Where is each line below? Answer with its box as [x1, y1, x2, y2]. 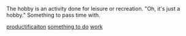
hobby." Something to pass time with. [6, 11, 101, 19]
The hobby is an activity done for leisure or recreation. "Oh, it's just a [6, 5, 180, 12]
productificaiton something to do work [6, 23, 103, 30]
